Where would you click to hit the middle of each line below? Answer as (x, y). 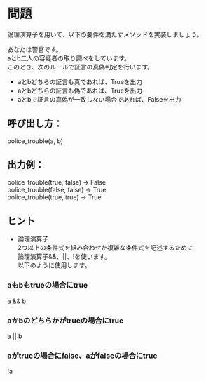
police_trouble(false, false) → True (57, 189)
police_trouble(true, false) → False (57, 182)
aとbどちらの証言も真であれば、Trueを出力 (80, 81)
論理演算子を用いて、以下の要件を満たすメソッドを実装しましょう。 (105, 34)
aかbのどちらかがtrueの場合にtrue (66, 321)
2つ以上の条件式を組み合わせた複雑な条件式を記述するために (105, 248)
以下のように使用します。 (54, 265)
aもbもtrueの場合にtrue (48, 286)
